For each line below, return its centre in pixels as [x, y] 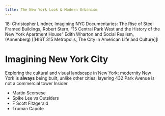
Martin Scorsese [29, 93]
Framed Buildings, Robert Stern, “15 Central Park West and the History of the [82, 29]
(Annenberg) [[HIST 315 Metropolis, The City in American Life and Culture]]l [82, 39]
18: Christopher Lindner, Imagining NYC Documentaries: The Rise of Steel [79, 24]
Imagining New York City [57, 59]
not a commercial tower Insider [36, 83]
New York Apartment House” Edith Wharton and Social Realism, [69, 34]
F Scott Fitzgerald [30, 103]
